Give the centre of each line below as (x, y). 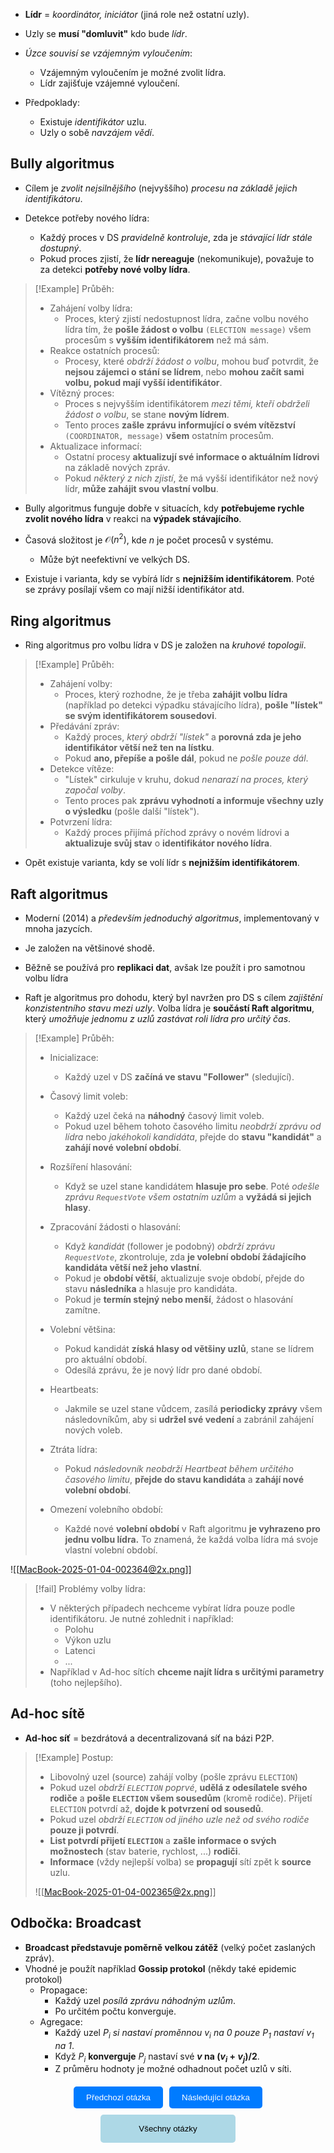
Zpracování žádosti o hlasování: (115, 1227)
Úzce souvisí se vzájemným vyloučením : (108, 53)
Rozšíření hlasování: (91, 1167)
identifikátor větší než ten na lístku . (139, 748)
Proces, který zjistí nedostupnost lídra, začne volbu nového (186, 318)
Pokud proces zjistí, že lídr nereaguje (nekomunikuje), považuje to (177, 258)
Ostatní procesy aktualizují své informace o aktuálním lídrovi (192, 456)
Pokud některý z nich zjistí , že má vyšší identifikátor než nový (191, 478)
